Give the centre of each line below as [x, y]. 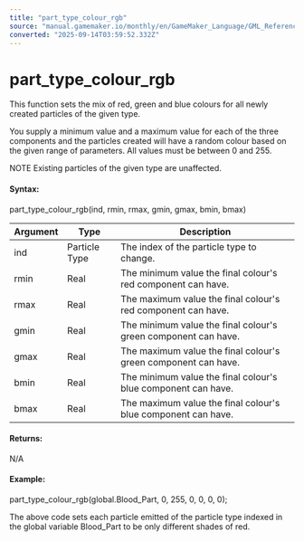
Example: [28, 479]
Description [205, 232]
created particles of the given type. [75, 114]
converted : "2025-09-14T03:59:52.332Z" [85, 34]
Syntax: [24, 189]
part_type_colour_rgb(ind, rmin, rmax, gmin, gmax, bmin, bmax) [128, 209]
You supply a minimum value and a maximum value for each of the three [144, 131]
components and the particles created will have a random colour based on [148, 141]
